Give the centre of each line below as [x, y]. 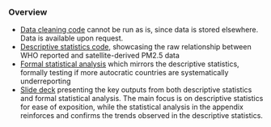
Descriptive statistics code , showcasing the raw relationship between [136, 47]
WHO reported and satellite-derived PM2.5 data [100, 56]
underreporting [45, 81]
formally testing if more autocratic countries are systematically [124, 73]
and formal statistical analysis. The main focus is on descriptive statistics [142, 99]
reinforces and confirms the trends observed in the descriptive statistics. [141, 116]
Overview [28, 12]
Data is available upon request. [72, 38]
